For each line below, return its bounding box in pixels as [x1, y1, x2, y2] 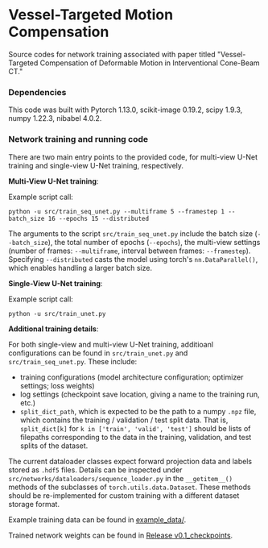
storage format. [8, 499, 60, 509]
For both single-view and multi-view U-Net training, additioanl [8, 339, 214, 349]
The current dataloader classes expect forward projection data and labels [8, 456, 252, 466]
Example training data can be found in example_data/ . [8, 514, 187, 525]
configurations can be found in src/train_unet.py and [8, 348, 188, 358]
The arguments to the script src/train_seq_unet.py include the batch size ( [8, 228, 258, 239]
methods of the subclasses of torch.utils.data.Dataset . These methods [8, 482, 251, 492]
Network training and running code [8, 134, 149, 145]
